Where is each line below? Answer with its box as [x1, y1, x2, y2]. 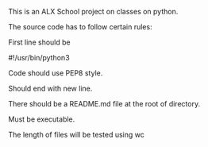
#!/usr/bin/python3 [8, 53, 70, 62]
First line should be [8, 37, 71, 47]
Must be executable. [8, 114, 75, 124]
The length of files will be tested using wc [8, 130, 144, 139]
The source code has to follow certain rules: [8, 22, 152, 31]
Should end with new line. [8, 83, 93, 93]
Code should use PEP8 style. [8, 68, 103, 78]
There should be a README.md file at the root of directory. [8, 99, 201, 108]
